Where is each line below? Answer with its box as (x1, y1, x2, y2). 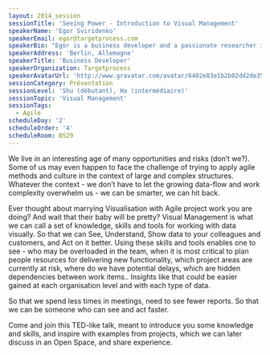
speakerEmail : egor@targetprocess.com (8, 34, 138, 43)
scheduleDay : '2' (8, 117, 67, 125)
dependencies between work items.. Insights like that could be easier (8, 271, 238, 282)
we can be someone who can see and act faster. (8, 304, 170, 314)
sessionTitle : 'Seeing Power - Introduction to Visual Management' (8, 19, 239, 27)
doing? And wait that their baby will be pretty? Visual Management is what (8, 212, 254, 221)
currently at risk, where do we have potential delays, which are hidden (8, 263, 241, 273)
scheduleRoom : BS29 (8, 131, 74, 139)
